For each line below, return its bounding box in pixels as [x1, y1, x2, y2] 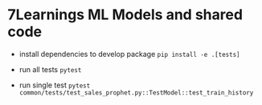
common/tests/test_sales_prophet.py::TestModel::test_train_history [18, 88, 254, 97]
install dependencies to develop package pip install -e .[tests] [18, 49, 240, 59]
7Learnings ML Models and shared [7, 6, 243, 24]
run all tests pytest [18, 64, 82, 74]
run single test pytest [18, 80, 91, 90]
